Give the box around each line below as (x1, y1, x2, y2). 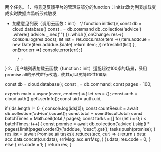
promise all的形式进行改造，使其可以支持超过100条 (5, 72, 107, 77)
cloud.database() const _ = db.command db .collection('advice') (12, 26, 141, 32)
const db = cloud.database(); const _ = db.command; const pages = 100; (5, 81, 152, 87)
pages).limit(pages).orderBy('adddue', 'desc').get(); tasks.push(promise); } (5, 126, 156, 132)
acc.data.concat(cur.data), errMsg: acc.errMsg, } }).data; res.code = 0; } (5, 136, 151, 142)
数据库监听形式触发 (18, 10, 57, 16)
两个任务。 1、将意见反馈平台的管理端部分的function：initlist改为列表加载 (5, 4, 152, 10)
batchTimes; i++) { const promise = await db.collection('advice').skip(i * (5, 121, 150, 127)
